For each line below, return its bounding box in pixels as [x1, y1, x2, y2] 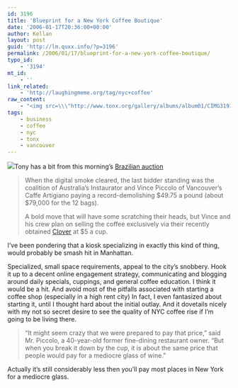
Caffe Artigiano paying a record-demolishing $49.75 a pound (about [24, 191, 224, 200]
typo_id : [7, 57, 33, 64]
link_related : [7, 83, 50, 90]
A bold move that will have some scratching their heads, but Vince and [24, 212, 231, 221]
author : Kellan [7, 30, 52, 38]
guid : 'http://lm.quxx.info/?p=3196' [7, 43, 119, 50]
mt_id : [7, 69, 27, 76]
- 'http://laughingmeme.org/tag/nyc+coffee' [20, 89, 154, 96]
